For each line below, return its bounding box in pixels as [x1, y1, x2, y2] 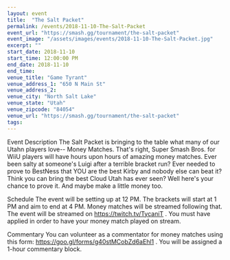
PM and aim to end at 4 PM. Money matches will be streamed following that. [7, 202, 223, 210]
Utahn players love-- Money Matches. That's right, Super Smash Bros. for [7, 145, 216, 153]
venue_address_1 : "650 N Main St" [7, 80, 106, 87]
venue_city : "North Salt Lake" [7, 94, 97, 100]
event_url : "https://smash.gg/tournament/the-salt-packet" [7, 29, 180, 36]
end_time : [7, 67, 36, 74]
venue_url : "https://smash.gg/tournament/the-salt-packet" [7, 112, 180, 119]
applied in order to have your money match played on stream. [7, 217, 181, 225]
